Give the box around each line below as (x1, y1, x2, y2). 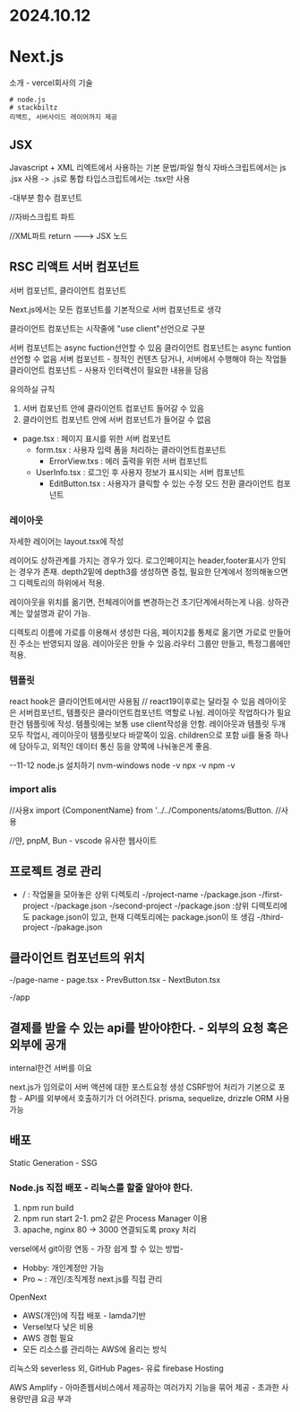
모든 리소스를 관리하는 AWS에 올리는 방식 (21, 1344, 167, 1355)
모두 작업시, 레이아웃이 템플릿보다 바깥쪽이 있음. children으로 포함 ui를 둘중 (9, 729, 272, 741)
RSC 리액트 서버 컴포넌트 (9, 260, 140, 275)
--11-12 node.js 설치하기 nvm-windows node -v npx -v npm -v (9, 760, 236, 771)
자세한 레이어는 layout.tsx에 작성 (9, 536, 124, 547)
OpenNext (9, 1292, 47, 1302)
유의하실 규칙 (9, 384, 56, 394)
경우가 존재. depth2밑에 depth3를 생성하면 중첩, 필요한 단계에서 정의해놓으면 (18, 567, 288, 578)
